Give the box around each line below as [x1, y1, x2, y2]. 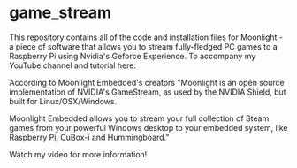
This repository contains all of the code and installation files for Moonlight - [9, 32, 283, 42]
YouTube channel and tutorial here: [9, 60, 137, 71]
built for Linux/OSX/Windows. [9, 95, 118, 106]
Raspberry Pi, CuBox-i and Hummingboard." [9, 132, 170, 142]
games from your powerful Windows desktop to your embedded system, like [9, 122, 288, 133]
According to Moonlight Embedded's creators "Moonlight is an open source [9, 77, 285, 88]
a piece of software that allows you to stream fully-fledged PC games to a [9, 41, 278, 51]
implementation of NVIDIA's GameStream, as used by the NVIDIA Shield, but [9, 87, 286, 97]
